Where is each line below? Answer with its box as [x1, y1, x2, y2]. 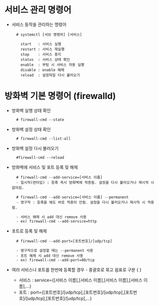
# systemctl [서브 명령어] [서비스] [16, 32, 82, 37]
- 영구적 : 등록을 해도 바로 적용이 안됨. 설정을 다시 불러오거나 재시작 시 [16, 200, 145, 205]
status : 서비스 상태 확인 [20, 57, 70, 62]
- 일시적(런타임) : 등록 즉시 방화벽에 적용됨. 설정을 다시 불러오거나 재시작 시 [16, 180, 154, 185]
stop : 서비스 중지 [20, 52, 61, 57]
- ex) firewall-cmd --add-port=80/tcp [16, 257, 95, 263]
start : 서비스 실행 [20, 41, 61, 46]
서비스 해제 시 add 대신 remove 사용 [20, 214, 87, 220]
